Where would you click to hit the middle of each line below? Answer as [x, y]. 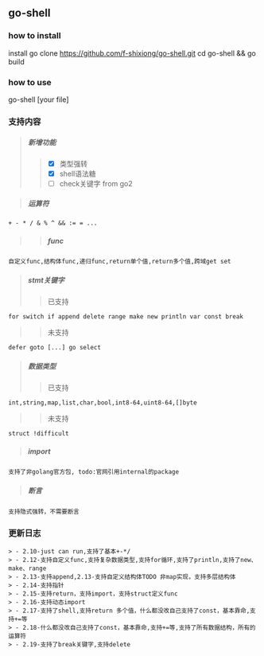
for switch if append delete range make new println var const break [126, 316]
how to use [30, 82]
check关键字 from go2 [96, 184]
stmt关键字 [46, 280]
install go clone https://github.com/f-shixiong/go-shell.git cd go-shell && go [132, 53]
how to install [35, 36]
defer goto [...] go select [55, 347]
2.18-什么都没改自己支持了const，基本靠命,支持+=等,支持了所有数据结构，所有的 [139, 628]
